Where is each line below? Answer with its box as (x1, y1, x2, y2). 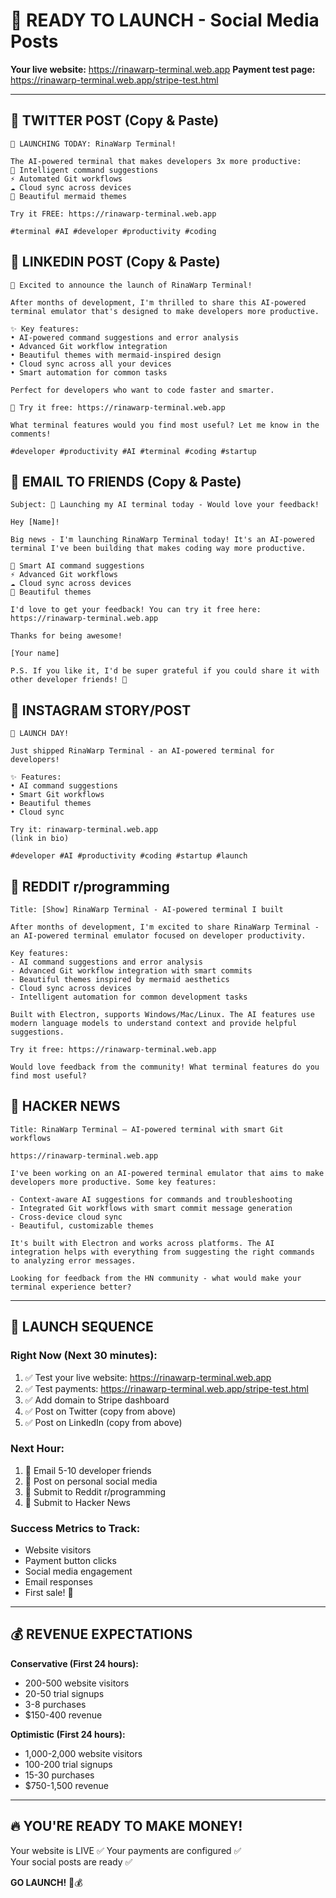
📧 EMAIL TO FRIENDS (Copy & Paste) (10, 473, 242, 490)
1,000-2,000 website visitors (24, 1747, 143, 1759)
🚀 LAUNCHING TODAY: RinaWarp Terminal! (10, 139, 177, 149)
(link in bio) (10, 834, 70, 844)
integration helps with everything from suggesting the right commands (10, 1247, 315, 1257)
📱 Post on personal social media (24, 1475, 158, 1487)
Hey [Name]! (10, 517, 60, 528)
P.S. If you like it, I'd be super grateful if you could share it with (10, 666, 320, 676)
